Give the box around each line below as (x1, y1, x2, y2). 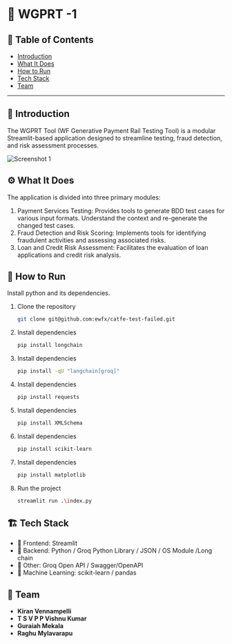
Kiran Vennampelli (17, 607, 72, 616)
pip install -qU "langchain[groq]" (17, 368, 120, 375)
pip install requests (17, 394, 79, 401)
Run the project (17, 484, 61, 492)
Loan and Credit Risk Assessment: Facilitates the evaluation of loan (17, 243, 209, 251)
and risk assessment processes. (7, 141, 99, 150)
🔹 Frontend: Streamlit (17, 539, 78, 548)
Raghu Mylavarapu (17, 629, 73, 638)
